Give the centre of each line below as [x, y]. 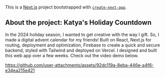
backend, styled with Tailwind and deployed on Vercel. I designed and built [81, 50]
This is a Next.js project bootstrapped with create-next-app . [66, 7]
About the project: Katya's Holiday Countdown [78, 22]
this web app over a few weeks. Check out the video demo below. [72, 55]
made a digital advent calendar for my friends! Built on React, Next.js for [78, 39]
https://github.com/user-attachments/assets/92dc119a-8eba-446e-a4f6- [80, 65]
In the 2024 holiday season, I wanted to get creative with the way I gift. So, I [82, 35]
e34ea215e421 [20, 70]
